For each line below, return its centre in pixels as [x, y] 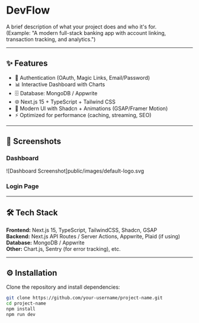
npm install [21, 309]
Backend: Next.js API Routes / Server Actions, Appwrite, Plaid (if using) [93, 236]
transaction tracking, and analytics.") [51, 39]
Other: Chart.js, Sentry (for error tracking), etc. [63, 248]
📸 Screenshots [34, 142]
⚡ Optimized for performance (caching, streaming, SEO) [83, 115]
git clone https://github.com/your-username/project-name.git [84, 298]
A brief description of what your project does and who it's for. [81, 27]
